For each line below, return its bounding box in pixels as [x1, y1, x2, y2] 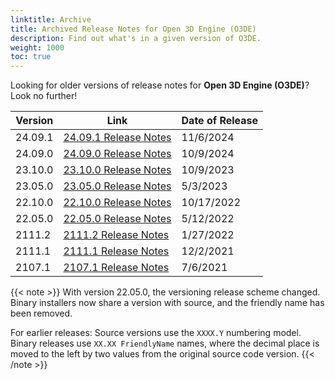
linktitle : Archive [10, 14, 92, 25]
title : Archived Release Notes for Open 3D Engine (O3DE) [10, 24, 257, 34]
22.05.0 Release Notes [63, 212, 172, 226]
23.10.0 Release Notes [63, 163, 172, 177]
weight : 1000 [10, 42, 65, 53]
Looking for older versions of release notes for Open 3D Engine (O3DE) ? [10, 79, 310, 91]
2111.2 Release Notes [63, 228, 170, 242]
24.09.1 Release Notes [63, 131, 172, 145]
